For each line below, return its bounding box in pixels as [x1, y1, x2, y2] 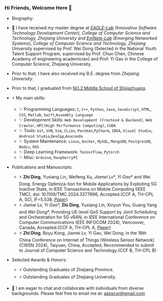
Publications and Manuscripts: [11, 164, 73, 170]
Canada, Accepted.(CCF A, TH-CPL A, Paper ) [19, 224, 111, 231]
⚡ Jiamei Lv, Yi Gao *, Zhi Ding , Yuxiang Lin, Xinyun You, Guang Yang [19, 202, 157, 208]
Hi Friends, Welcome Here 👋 [4, 4, 72, 11]
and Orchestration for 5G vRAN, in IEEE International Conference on [19, 214, 155, 220]
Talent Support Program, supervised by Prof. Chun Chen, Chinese [11, 51, 144, 57]
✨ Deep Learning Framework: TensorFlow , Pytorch [19, 149, 120, 155]
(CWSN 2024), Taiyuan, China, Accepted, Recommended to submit [19, 242, 154, 248]
